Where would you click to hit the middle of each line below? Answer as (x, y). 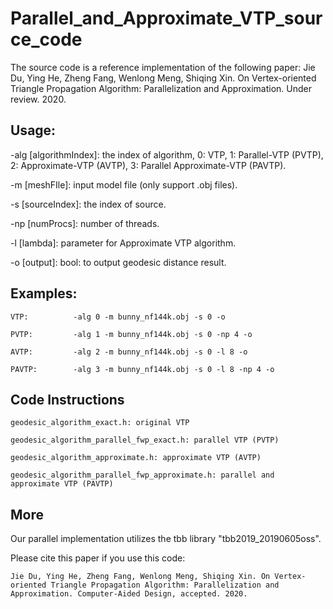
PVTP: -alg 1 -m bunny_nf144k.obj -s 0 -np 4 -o (131, 334)
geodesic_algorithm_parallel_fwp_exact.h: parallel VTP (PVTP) (145, 440)
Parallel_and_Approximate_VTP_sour (166, 18)
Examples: (44, 293)
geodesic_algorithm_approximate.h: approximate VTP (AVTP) (136, 458)
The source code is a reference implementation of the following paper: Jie (163, 67)
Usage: (33, 130)
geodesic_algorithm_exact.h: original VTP (100, 423)
